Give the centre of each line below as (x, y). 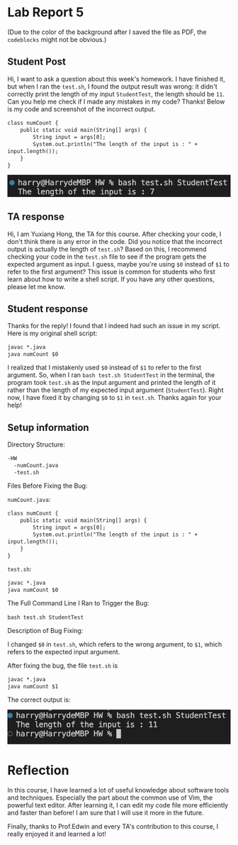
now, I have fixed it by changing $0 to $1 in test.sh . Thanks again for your (114, 398)
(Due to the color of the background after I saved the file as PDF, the (107, 32)
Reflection (38, 771)
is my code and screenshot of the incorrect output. (81, 109)
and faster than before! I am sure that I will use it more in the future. (106, 813)
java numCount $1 (33, 687)
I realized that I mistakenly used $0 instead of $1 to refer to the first (104, 368)
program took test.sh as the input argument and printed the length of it (112, 383)
